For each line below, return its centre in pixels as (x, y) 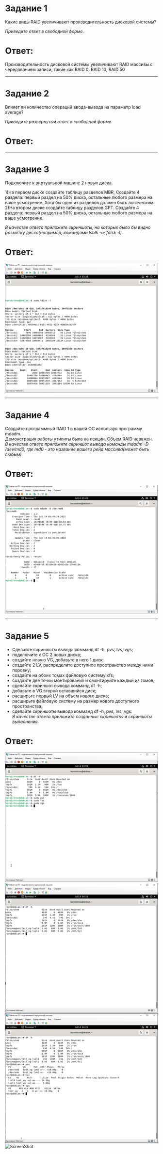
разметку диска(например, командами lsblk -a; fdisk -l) (64, 232)
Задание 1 (26, 8)
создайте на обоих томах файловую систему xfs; (63, 675)
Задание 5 (27, 636)
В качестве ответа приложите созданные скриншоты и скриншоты (82, 716)
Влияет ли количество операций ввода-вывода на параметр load (73, 107)
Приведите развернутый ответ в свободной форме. (59, 121)
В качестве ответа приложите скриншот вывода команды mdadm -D (77, 444)
